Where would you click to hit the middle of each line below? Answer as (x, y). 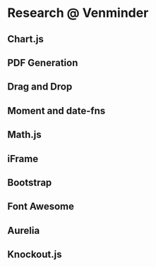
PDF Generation (43, 62)
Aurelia (24, 230)
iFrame (23, 159)
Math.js (25, 135)
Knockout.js (35, 255)
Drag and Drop (40, 87)
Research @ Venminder (78, 13)
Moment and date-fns (56, 111)
